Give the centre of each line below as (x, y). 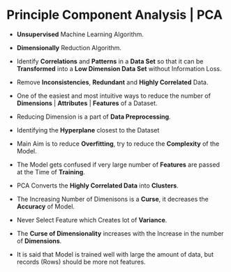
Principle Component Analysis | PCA (114, 15)
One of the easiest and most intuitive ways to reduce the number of (113, 96)
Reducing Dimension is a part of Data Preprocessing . (94, 116)
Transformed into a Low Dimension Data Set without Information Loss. (119, 68)
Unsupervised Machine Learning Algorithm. (80, 34)
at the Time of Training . (51, 172)
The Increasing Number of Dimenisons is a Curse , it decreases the (112, 199)
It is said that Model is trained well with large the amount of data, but (115, 254)
